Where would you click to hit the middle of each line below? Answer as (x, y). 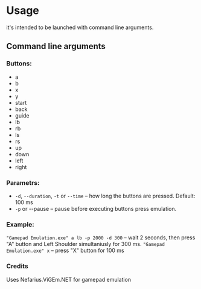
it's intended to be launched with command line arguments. (80, 27)
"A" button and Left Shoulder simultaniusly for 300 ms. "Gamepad (85, 244)
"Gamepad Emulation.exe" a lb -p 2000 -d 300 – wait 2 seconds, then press (101, 238)
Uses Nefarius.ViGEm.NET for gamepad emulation (69, 279)
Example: (20, 224)
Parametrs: (23, 182)
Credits (17, 266)
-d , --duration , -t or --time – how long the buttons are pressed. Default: (105, 196)
